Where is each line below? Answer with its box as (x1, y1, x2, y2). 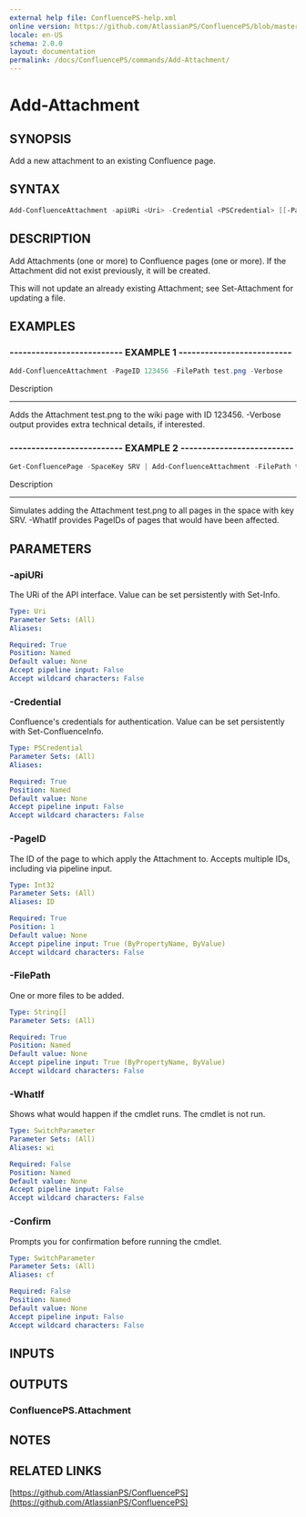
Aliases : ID (9, 897, 55, 907)
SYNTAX (9, 181, 61, 197)
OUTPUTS (9, 1377, 68, 1392)
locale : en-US (9, 30, 64, 39)
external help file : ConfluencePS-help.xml (9, 13, 178, 23)
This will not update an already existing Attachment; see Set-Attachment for (9, 282, 294, 293)
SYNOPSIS (9, 131, 72, 147)
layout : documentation (9, 47, 96, 56)
